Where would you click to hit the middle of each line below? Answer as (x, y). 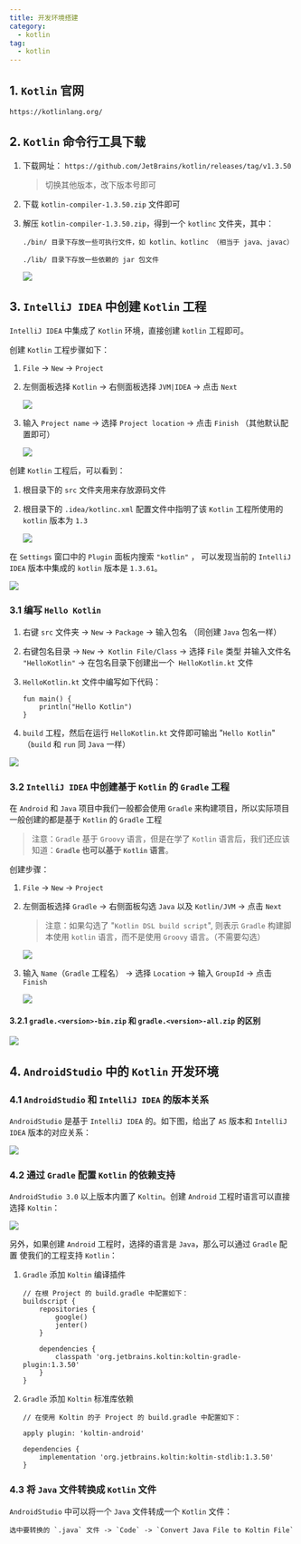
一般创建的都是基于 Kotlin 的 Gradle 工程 (86, 820)
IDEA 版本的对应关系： (51, 1132)
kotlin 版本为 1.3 (55, 520)
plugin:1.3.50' (51, 1365)
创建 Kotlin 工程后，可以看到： (67, 470)
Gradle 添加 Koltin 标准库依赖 (78, 1399)
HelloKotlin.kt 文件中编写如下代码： (91, 682)
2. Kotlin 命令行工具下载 (78, 142)
